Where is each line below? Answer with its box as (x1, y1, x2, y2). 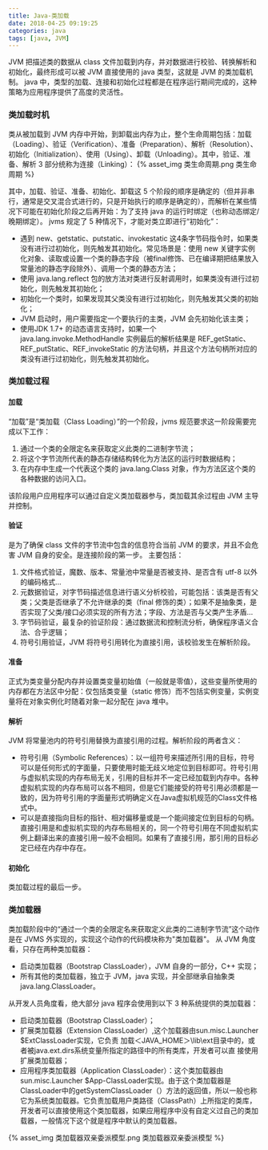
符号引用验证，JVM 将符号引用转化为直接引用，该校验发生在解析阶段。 (19, 637, 255, 647)
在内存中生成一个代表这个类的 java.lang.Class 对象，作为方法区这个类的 (19, 463, 256, 473)
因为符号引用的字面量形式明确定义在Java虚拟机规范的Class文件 (41, 793, 250, 803)
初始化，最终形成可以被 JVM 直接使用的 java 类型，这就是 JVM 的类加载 (8, 67, 246, 77)
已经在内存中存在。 (26, 843, 90, 853)
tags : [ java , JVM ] (8, 34, 70, 43)
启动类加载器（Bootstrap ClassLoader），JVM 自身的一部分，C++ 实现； (19, 961, 259, 971)
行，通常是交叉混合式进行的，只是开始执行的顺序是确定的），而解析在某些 (8, 196, 250, 205)
